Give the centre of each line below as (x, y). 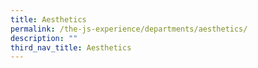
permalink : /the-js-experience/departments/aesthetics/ (129, 29)
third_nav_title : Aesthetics (71, 47)
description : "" (44, 38)
